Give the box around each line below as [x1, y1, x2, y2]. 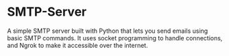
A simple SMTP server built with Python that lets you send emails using [7, 27, 208, 35]
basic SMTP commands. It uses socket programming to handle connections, [7, 33, 223, 42]
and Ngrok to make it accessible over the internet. [7, 41, 149, 49]
